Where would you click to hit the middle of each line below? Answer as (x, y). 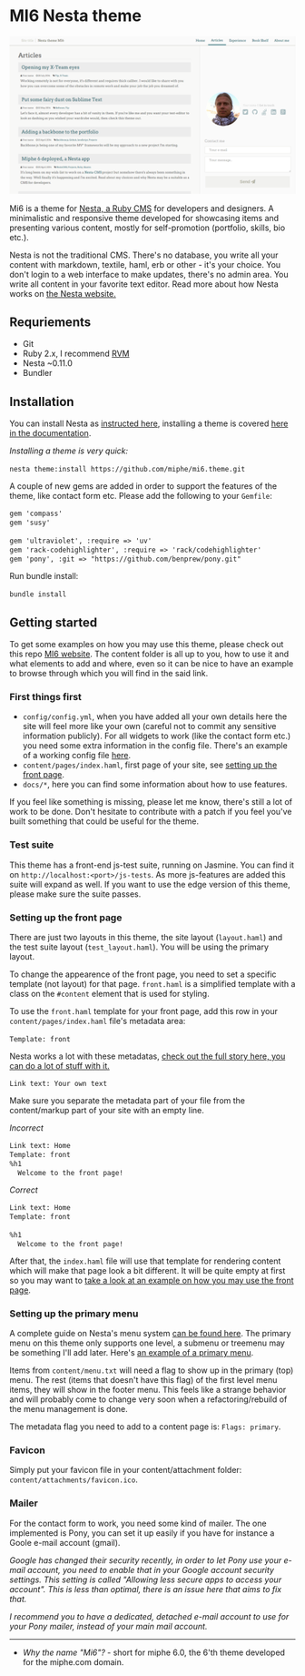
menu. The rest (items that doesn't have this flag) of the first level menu (143, 1380)
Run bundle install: (44, 576)
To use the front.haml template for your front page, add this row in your (144, 1011)
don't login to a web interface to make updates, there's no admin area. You (149, 274)
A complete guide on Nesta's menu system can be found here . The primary (150, 1334)
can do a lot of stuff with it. (60, 1065)
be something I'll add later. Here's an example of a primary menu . (132, 1353)
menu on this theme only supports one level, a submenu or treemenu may (148, 1343)
